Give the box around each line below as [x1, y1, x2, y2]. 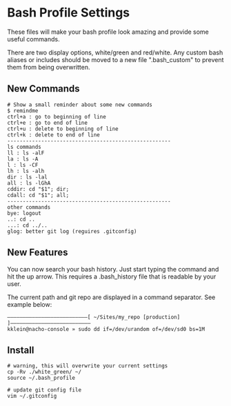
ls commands [7, 143, 41, 150]
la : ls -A [7, 155, 39, 163]
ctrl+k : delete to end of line [7, 131, 100, 139]
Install [7, 344, 34, 356]
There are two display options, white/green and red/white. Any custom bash [7, 48, 223, 57]
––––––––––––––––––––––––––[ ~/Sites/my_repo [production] [7, 314, 181, 321]
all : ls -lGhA [7, 179, 51, 187]
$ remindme [7, 107, 39, 114]
